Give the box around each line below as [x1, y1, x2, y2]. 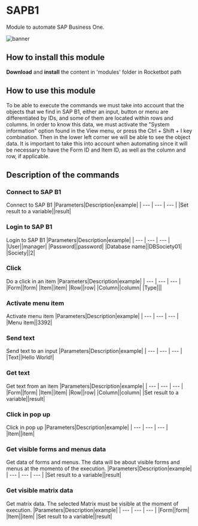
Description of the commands [6, 170, 120, 180]
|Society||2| [6, 249, 35, 256]
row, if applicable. [6, 152, 50, 159]
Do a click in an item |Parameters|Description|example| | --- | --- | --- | [6, 277, 181, 285]
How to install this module [6, 52, 105, 63]
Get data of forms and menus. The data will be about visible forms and [6, 459, 180, 466]
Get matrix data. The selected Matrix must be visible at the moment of [6, 500, 179, 507]
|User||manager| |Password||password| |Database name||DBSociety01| [6, 243, 182, 250]
